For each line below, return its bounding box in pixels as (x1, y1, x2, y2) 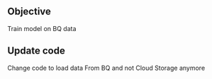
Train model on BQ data (7, 24, 77, 32)
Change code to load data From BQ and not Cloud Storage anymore (7, 63, 206, 72)
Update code (7, 45, 65, 57)
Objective (7, 6, 52, 18)
